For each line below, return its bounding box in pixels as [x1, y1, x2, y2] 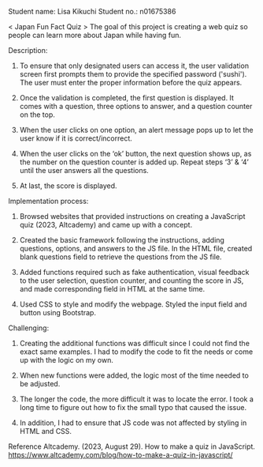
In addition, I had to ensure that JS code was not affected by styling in [19, 418, 247, 427]
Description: [8, 46, 48, 55]
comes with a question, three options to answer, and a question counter [19, 102, 253, 111]
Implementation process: [8, 197, 89, 205]
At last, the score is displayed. [19, 181, 117, 190]
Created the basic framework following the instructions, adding [19, 235, 224, 244]
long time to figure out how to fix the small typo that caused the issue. [19, 403, 246, 412]
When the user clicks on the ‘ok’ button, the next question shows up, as [19, 149, 252, 158]
